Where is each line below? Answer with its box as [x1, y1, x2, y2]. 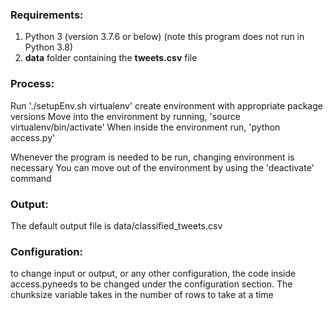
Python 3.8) [24, 41, 74, 53]
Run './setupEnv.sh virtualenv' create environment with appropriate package [10, 99, 323, 112]
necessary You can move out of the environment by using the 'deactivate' [10, 161, 315, 173]
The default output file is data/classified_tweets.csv [10, 219, 223, 232]
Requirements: [10, 8, 84, 22]
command [10, 172, 52, 184]
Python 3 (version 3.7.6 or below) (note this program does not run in [24, 31, 305, 43]
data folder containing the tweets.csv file [24, 52, 198, 64]
